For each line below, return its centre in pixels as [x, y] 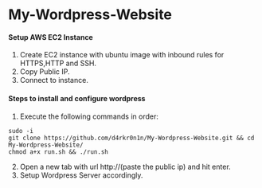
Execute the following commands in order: [89, 116]
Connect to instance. [54, 80]
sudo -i [21, 131]
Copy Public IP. [45, 72]
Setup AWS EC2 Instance [51, 37]
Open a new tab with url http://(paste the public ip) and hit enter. [125, 166]
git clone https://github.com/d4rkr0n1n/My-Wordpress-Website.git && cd [131, 138]
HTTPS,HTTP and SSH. [58, 63]
